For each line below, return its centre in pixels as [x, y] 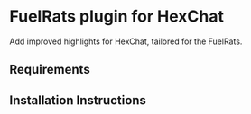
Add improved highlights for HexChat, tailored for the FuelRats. [126, 41]
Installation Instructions [78, 100]
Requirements [50, 70]
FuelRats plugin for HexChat [116, 17]
